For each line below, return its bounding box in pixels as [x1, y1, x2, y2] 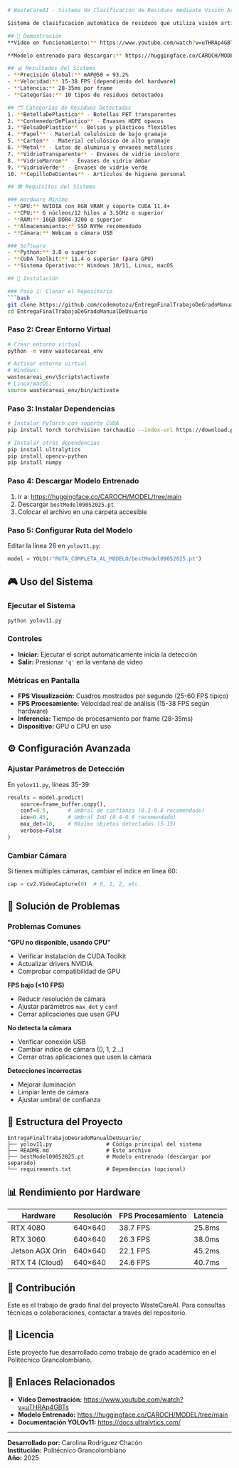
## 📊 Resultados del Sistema [7, 65, 96, 72]
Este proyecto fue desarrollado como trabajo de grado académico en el [7, 1348, 217, 1356]
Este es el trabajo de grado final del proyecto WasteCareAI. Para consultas [7, 1301, 225, 1310]
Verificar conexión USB [17, 1037, 87, 1046]
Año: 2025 [7, 1453, 39, 1462]
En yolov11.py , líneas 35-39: [7, 780, 91, 789]
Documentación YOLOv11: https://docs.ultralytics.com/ [17, 1417, 181, 1426]
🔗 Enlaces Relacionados [7, 1376, 116, 1388]
